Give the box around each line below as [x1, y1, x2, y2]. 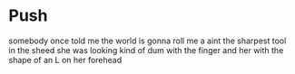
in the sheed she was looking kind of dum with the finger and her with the [8, 44, 284, 55]
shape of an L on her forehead [8, 54, 123, 65]
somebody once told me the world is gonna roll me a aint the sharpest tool [8, 35, 287, 46]
